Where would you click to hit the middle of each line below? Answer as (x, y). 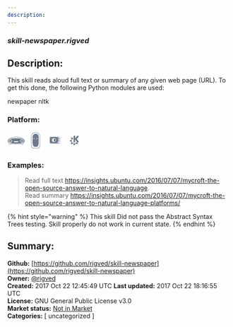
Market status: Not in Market (50, 308)
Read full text (44, 180)
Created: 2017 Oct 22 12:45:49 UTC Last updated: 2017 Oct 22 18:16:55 (112, 285)
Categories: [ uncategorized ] (51, 316)
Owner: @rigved (32, 278)
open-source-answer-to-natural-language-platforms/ (102, 203)
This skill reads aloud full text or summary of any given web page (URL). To (116, 81)
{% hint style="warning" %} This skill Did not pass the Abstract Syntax (110, 216)
